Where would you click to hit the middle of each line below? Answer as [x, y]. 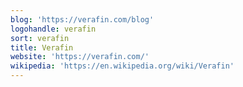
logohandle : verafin [53, 29]
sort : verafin [40, 38]
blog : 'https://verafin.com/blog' [82, 19]
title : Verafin [42, 47]
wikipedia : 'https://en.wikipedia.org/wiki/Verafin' [122, 66]
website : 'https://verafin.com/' [80, 57]
